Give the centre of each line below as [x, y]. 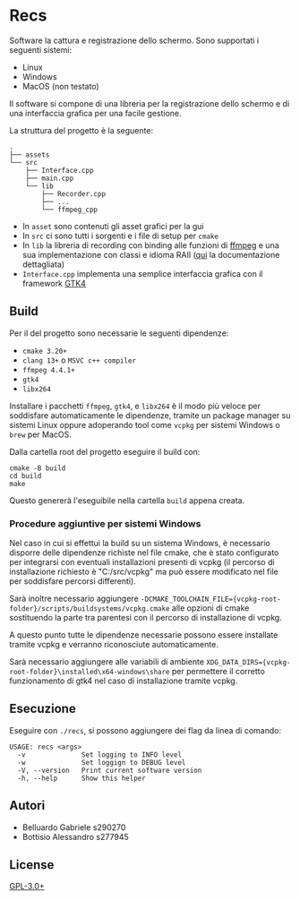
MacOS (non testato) [61, 86]
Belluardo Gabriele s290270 [74, 827]
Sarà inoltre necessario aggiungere [74, 599]
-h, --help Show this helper [81, 778]
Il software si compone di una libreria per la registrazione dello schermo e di [150, 103]
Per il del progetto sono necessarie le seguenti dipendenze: [119, 333]
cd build [26, 476]
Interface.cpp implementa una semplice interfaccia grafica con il [142, 273]
